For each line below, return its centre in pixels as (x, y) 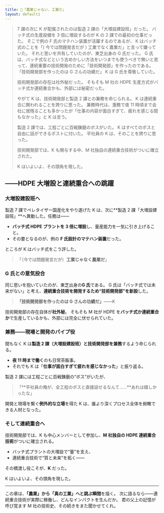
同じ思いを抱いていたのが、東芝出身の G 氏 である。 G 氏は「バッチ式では (78, 285)
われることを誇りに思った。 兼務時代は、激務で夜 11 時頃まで (91, 105)
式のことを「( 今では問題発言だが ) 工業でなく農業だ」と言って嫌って (86, 47)
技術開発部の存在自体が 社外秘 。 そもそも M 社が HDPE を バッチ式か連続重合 (82, 312)
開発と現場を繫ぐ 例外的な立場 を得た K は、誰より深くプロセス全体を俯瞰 (78, 403)
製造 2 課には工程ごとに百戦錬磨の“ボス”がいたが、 (57, 376)
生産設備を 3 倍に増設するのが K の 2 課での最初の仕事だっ (93, 35)
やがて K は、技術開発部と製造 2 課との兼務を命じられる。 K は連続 (85, 98)
